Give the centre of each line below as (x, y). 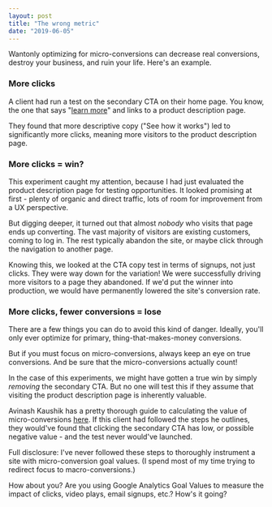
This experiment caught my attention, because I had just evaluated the (126, 181)
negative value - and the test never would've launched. (101, 437)
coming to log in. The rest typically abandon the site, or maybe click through (136, 240)
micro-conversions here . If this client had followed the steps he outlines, (129, 419)
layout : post (30, 16)
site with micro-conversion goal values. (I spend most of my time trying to (132, 461)
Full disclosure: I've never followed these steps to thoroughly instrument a (132, 453)
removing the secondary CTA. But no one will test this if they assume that (131, 387)
